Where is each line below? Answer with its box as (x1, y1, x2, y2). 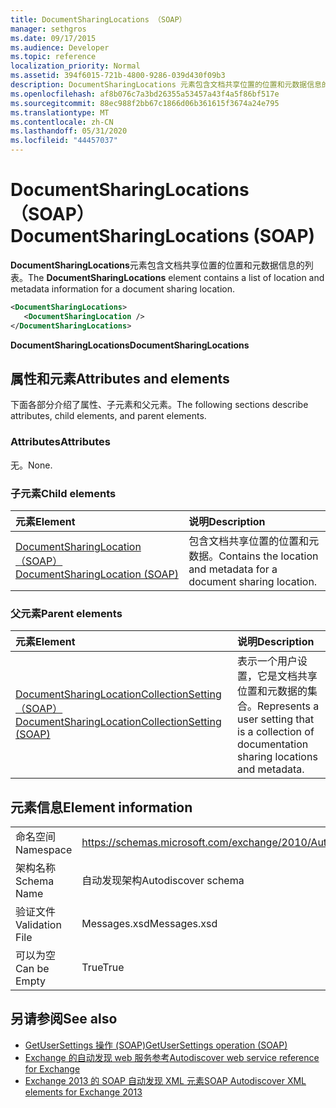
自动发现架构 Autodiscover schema (81, 874, 245, 888)
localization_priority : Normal (10, 61, 141, 71)
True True (81, 961, 125, 975)
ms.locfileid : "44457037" (10, 136, 118, 146)
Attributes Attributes (10, 435, 111, 449)
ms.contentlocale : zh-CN (10, 117, 114, 127)
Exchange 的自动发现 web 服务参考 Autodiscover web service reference (24, 1051, 320, 1063)
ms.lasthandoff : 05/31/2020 (10, 126, 128, 136)
